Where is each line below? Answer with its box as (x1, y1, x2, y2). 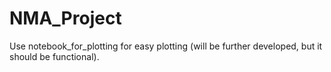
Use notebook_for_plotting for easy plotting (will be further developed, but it (9, 40, 323, 52)
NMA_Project (9, 7, 122, 30)
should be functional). (9, 50, 100, 62)
